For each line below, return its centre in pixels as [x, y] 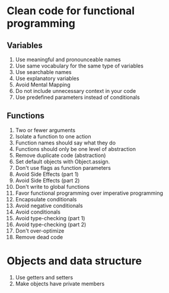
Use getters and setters [44, 277]
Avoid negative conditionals [49, 205]
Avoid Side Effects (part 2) [47, 180]
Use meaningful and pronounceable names [68, 59]
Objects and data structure [74, 261]
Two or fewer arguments [45, 130]
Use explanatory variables [47, 78]
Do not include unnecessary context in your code [76, 91]
